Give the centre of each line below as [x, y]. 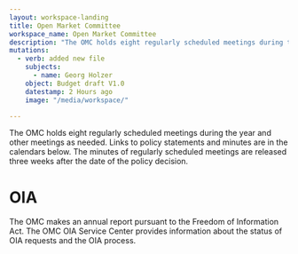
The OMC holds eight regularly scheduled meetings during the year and [141, 133]
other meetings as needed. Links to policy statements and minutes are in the [149, 142]
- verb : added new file [61, 59]
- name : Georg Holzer [73, 75]
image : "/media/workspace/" [77, 100]
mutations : [29, 51]
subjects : [43, 67]
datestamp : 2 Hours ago [69, 91]
